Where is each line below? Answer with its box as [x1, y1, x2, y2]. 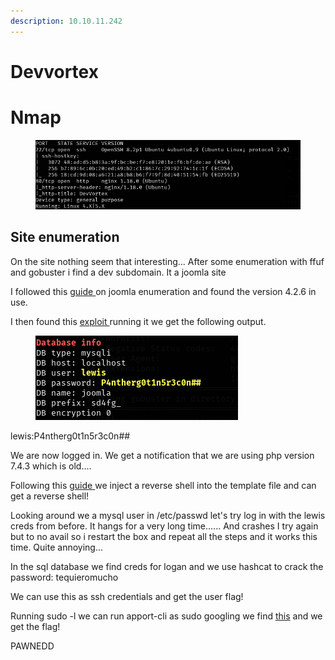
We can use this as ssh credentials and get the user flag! [10, 590, 244, 602]
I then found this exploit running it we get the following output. [10, 315, 267, 327]
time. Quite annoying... [10, 541, 104, 553]
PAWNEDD [10, 640, 55, 652]
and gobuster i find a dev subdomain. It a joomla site [10, 266, 227, 278]
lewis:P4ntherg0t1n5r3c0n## [10, 430, 131, 442]
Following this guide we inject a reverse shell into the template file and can [10, 479, 317, 491]
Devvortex [10, 60, 99, 83]
